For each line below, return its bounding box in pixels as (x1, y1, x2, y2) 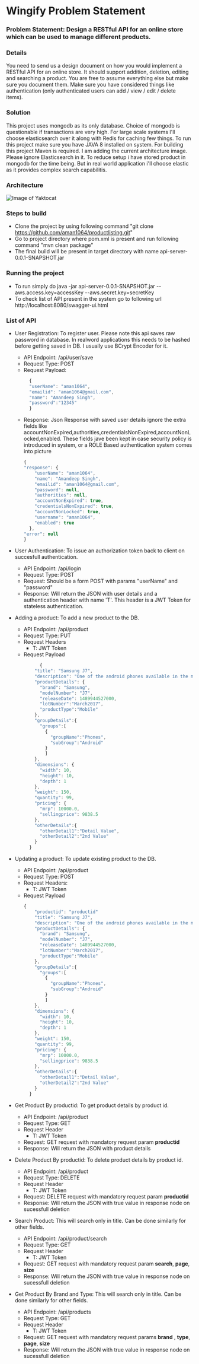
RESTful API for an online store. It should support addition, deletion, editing (6, 68, 189, 75)
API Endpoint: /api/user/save (23, 354, 94, 361)
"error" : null (23, 531, 59, 537)
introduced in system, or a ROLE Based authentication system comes (23, 441, 192, 449)
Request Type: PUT (23, 632, 71, 639)
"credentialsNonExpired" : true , (34, 503, 114, 510)
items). (6, 94, 23, 101)
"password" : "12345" (28, 400, 77, 406)
